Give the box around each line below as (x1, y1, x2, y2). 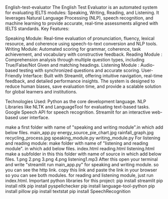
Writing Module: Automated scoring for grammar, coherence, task (5, 46, 141, 52)
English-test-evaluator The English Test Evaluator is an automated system (5, 5, 158, 10)
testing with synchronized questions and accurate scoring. (19, 67, 140, 73)
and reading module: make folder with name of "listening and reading (5, 140, 148, 146)
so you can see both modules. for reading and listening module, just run (5, 172, 154, 178)
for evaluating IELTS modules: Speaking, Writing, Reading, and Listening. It (5, 10, 159, 16)
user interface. (19, 115, 50, 120)
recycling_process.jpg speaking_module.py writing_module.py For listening (5, 135, 160, 141)
